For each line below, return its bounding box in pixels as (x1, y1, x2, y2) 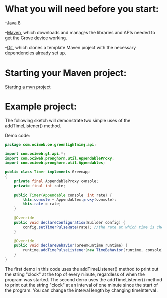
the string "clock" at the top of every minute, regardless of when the (5, 271, 145, 277)
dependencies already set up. (5, 50, 66, 56)
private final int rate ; (14, 183, 66, 188)
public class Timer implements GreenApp (5, 169, 90, 175)
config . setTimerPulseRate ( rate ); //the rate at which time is (23, 225, 155, 230)
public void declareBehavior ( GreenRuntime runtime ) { (14, 243, 128, 248)
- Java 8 (5, 20, 21, 26)
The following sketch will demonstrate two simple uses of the (5, 117, 131, 123)
